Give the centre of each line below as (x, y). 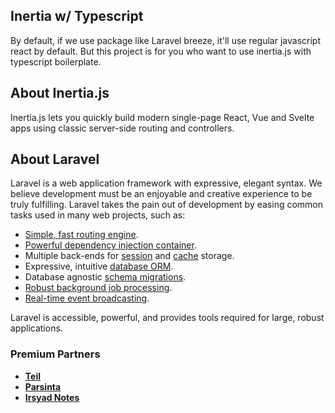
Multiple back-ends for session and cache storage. (129, 256)
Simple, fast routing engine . (81, 235)
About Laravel (55, 159)
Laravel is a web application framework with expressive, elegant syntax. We (166, 183)
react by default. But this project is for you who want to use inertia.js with (161, 51)
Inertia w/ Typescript (77, 16)
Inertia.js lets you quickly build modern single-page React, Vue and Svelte (162, 117)
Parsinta (43, 386)
